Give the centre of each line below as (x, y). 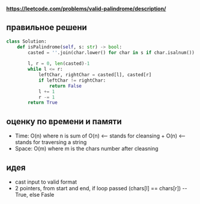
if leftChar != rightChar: (72, 80)
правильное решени (47, 27)
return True (43, 103)
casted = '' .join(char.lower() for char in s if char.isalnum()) (111, 52)
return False (65, 86)
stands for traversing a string (51, 142)
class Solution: (26, 41)
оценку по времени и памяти (64, 121)
